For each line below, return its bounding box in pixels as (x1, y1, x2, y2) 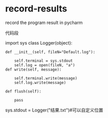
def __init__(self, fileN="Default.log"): (5, 49, 95, 54)
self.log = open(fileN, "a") (14, 62, 75, 67)
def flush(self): (5, 88, 42, 94)
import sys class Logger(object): (5, 39, 73, 45)
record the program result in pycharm (5, 19, 83, 25)
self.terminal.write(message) (14, 75, 78, 80)
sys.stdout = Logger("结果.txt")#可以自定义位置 (5, 107, 103, 113)
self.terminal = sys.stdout (14, 58, 73, 63)
